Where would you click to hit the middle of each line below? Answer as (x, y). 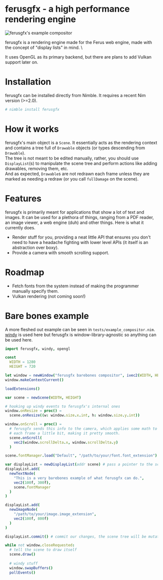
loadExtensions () (23, 389)
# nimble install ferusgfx (32, 109)
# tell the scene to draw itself (43, 550)
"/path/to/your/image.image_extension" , (55, 514)
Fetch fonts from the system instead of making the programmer (75, 286)
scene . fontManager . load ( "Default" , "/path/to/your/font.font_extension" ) (81, 456)
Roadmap (25, 272)
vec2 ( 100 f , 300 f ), (32, 482)
